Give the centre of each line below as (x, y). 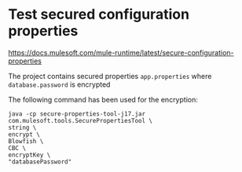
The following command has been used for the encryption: (103, 99)
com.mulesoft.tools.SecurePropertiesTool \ (81, 120)
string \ (22, 127)
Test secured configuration (99, 14)
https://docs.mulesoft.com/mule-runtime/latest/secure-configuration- (121, 52)
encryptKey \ (29, 155)
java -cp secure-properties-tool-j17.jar (77, 114)
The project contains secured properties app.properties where (110, 76)
